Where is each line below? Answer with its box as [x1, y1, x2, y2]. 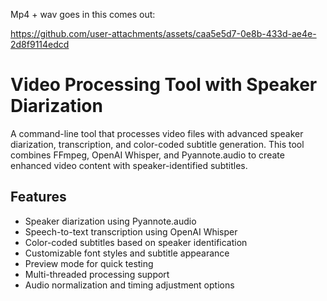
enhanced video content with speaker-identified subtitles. [10, 159, 248, 171]
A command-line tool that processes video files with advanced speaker [10, 127, 304, 139]
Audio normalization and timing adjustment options [24, 279, 235, 291]
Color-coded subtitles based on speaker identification [24, 236, 248, 248]
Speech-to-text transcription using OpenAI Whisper [24, 225, 238, 238]
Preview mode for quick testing [24, 257, 154, 269]
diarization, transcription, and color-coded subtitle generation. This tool [10, 138, 305, 150]
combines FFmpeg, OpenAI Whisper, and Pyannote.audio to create [10, 149, 285, 161]
